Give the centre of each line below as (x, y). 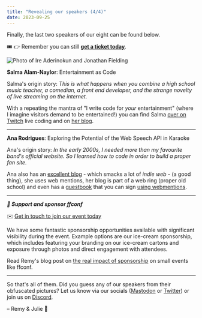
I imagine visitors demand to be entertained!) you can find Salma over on (97, 114)
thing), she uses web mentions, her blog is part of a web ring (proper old (97, 180)
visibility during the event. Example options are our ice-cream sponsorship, (100, 236)
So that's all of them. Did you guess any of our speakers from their (89, 284)
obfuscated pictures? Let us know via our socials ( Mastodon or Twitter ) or (98, 290)
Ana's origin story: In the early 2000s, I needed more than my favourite (95, 149)
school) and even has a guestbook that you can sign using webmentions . (97, 187)
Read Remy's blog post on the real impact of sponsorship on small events (97, 260)
